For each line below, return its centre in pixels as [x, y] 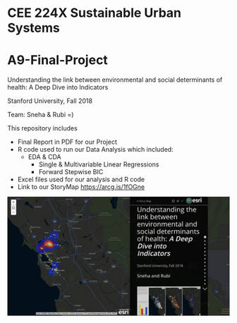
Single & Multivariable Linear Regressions [99, 164]
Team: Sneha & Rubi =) [41, 115]
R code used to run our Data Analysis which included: [96, 150]
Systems [34, 28]
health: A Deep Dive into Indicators [58, 87]
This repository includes [42, 128]
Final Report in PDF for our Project [67, 142]
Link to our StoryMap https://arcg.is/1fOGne [81, 187]
